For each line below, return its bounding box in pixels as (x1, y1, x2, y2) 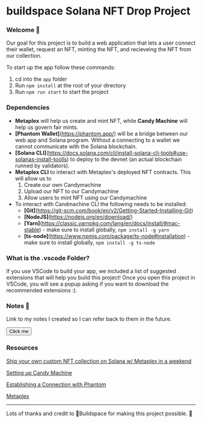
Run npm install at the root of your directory (14, 82, 126, 89)
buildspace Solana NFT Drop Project (6, 4, 191, 18)
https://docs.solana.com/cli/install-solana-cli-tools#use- (47, 149, 188, 156)
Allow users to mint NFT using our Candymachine (23, 194, 147, 201)
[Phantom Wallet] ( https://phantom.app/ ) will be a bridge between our (14, 130, 188, 137)
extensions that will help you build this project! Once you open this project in (6, 274, 195, 281)
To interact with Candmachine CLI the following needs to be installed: (14, 200, 188, 207)
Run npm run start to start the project (14, 89, 109, 96)
